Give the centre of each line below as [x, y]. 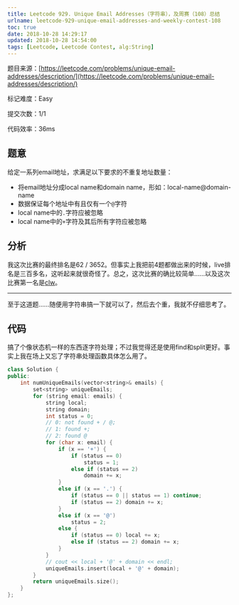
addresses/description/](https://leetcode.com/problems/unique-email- [111, 76]
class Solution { [33, 370]
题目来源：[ [24, 68]
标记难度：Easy [30, 98]
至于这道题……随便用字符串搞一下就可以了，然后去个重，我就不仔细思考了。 [119, 304]
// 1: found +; [68, 429]
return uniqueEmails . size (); [76, 581]
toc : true [22, 27]
